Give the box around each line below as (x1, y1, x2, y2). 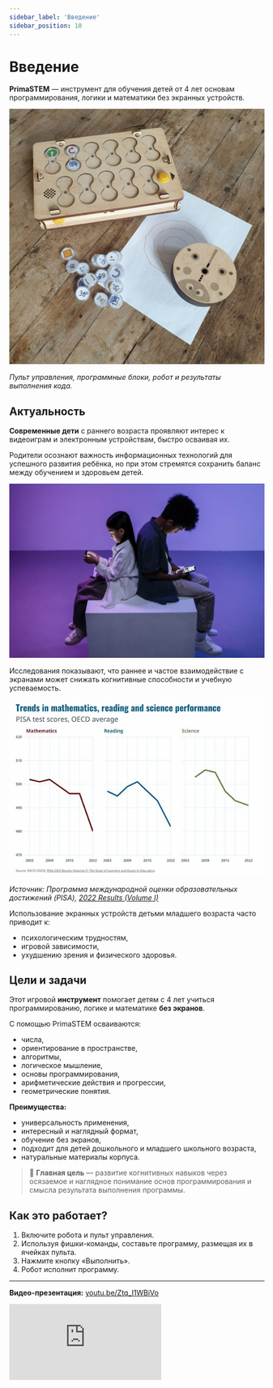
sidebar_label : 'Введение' (9, 13, 100, 21)
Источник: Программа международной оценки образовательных (9, 884, 238, 894)
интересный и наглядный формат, (20, 1126, 139, 1136)
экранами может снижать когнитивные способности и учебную (9, 674, 232, 684)
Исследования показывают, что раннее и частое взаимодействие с (9, 665, 244, 676)
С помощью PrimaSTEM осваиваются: (9, 1019, 142, 1029)
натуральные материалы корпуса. (20, 1152, 140, 1162)
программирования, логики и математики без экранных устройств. (9, 93, 245, 103)
